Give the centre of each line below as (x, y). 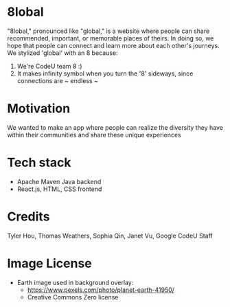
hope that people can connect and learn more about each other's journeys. (113, 45)
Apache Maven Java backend (59, 181)
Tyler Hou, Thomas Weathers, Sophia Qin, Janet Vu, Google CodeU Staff (110, 236)
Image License (50, 263)
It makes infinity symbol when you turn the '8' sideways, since (105, 73)
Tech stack (39, 163)
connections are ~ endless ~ (57, 80)
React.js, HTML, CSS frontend (59, 189)
